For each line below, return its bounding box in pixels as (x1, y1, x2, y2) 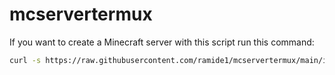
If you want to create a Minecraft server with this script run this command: (9, 36, 315, 48)
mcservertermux (9, 3, 153, 26)
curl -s (9, 55, 42, 65)
